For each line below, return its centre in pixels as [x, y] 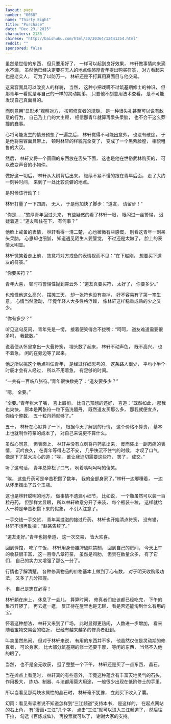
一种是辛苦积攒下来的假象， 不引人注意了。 [55, 508]
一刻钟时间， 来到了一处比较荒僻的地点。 [48, 182]
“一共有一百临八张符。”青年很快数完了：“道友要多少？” [62, 381]
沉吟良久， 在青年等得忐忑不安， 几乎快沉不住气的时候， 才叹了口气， [89, 450]
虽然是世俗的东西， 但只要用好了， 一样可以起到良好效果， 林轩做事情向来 [83, 63]
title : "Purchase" [25, 24]
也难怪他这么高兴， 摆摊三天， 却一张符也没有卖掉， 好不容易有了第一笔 [81, 295]
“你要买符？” [19, 273]
